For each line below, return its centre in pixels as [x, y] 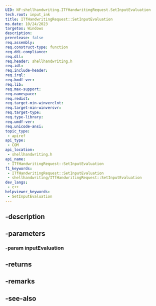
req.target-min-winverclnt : [34, 103]
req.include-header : [27, 71]
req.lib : [14, 84]
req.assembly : [20, 43]
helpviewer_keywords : [28, 192]
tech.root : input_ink [28, 15]
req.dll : [14, 56]
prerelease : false [24, 38]
